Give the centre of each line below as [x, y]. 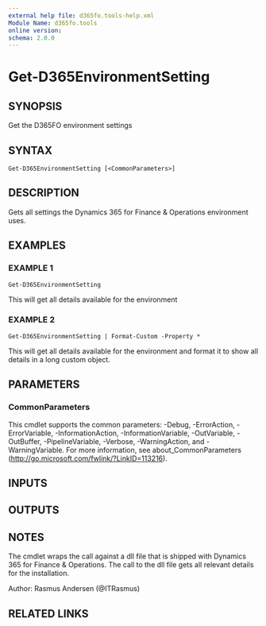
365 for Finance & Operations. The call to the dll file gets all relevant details [131, 565]
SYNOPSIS [35, 106]
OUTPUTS [34, 510]
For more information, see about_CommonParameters [154, 450]
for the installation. [39, 574]
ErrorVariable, [31, 433]
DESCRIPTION [44, 193]
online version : [35, 30]
